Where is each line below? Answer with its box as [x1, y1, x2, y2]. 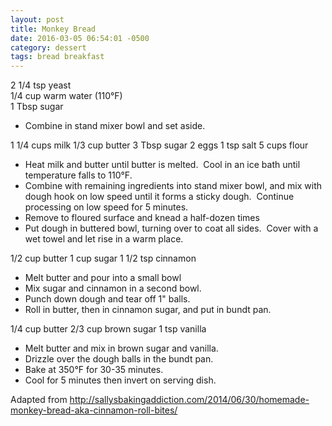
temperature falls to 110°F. [24, 169, 133, 181]
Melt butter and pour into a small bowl [24, 272, 182, 284]
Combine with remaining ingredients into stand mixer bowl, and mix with [24, 180, 323, 192]
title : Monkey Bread [10, 24, 97, 34]
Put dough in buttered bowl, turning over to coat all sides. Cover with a [24, 222, 319, 235]
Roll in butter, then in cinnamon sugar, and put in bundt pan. [24, 304, 272, 316]
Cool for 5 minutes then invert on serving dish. [24, 374, 217, 386]
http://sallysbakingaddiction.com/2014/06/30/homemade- [69, 394, 310, 406]
